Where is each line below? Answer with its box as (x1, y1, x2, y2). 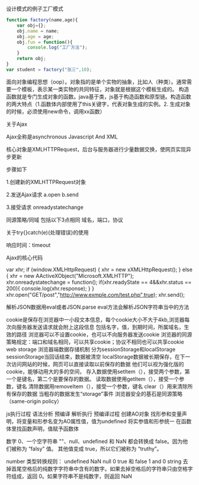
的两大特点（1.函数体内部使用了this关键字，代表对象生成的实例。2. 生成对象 (6, 100, 191, 107)
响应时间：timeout (6, 241, 51, 248)
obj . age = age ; (17, 33, 54, 40)
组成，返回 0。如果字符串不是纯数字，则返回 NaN (11, 473, 132, 480)
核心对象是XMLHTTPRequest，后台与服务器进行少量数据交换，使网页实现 (6, 145, 187, 153)
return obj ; (17, 56, 46, 62)
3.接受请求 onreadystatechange (6, 204, 84, 211)
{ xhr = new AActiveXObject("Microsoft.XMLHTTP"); (6, 272, 134, 279)
